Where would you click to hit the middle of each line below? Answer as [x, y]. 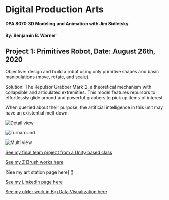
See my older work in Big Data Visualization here [56, 192]
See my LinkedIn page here [34, 182]
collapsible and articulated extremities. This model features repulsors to [80, 92]
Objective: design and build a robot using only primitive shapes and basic [82, 72]
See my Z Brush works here [34, 162]
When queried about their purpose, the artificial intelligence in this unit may [84, 107]
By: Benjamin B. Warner [31, 35]
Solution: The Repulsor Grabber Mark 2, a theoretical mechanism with [78, 87]
